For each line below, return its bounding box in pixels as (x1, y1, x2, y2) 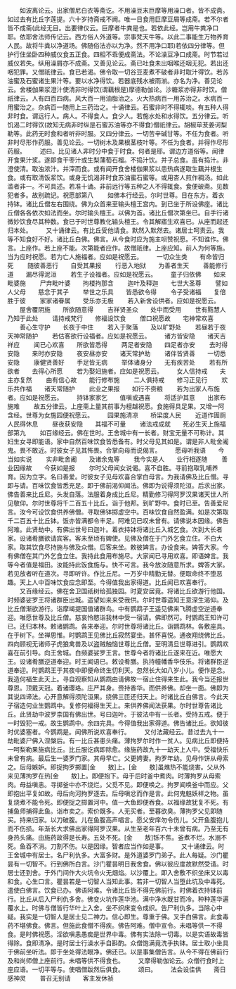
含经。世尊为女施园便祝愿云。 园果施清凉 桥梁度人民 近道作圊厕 (7, 411, 226, 419)
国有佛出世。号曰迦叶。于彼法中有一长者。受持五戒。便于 (62, 710, 229, 718)
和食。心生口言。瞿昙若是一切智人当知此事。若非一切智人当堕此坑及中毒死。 (7, 877, 229, 886)
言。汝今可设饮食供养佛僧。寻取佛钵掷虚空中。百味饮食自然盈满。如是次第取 (7, 508, 229, 516)
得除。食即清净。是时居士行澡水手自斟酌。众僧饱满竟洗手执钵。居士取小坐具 (7, 939, 229, 947)
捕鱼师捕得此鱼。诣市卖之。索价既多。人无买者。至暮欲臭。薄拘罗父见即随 (7, 807, 223, 815)
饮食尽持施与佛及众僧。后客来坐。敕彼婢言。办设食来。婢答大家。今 (31, 543, 229, 551)
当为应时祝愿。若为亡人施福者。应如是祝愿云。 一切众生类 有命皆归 (7, 253, 225, 260)
